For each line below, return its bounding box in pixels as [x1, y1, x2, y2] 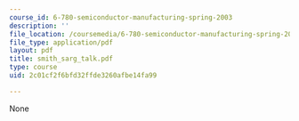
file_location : [9, 29, 66, 38]
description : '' [9, 21, 69, 30]
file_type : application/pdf [9, 37, 114, 47]
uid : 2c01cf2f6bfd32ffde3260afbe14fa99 [9, 71, 158, 80]
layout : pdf [9, 46, 53, 55]
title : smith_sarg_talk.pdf [9, 54, 114, 63]
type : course [9, 63, 58, 72]
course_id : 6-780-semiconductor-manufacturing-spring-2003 [9, 12, 233, 22]
